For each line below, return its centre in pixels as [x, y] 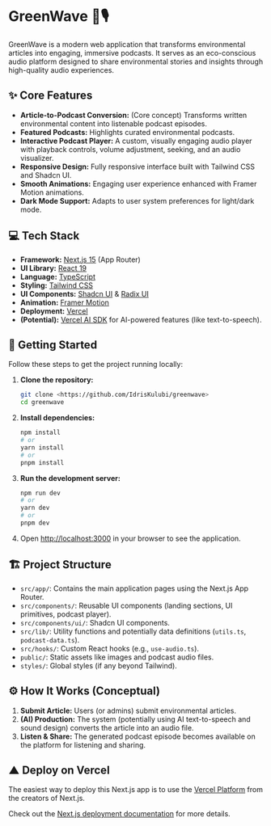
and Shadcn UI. [46, 175]
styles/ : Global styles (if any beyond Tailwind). [99, 665]
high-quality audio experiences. [61, 70]
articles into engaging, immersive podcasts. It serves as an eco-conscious [132, 53]
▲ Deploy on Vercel [59, 770]
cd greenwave [42, 402]
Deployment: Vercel [54, 311]
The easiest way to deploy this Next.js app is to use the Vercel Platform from [135, 790]
